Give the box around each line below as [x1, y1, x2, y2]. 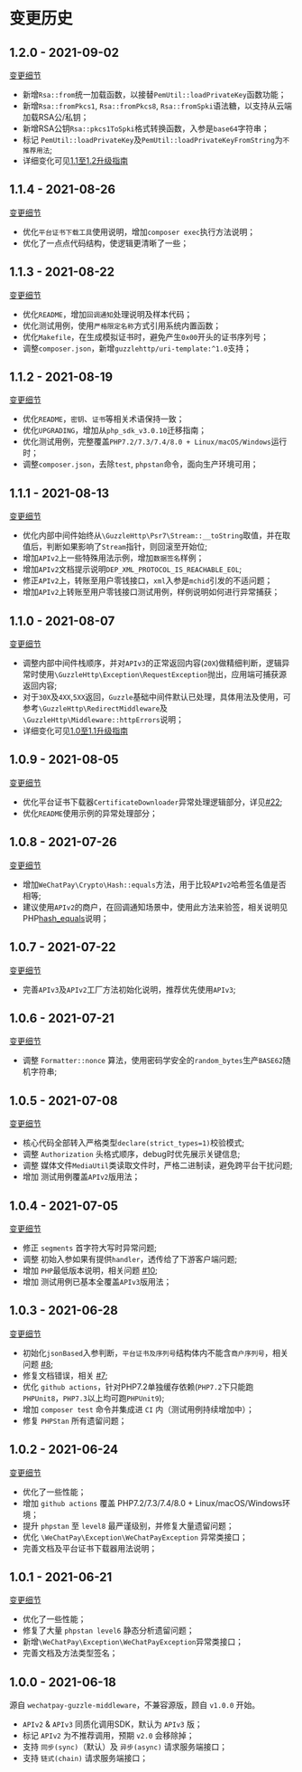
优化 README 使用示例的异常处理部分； [22, 807, 158, 818]
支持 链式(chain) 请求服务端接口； [22, 1753, 149, 1764]
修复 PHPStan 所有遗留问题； [22, 1415, 127, 1426]
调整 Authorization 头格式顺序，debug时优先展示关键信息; [22, 1149, 241, 1160]
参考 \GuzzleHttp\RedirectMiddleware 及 [22, 702, 169, 714]
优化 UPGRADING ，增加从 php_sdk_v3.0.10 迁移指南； [22, 425, 207, 436]
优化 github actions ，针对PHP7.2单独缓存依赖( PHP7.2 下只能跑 [22, 1381, 254, 1392]
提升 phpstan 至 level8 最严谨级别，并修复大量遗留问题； [22, 1520, 234, 1531]
